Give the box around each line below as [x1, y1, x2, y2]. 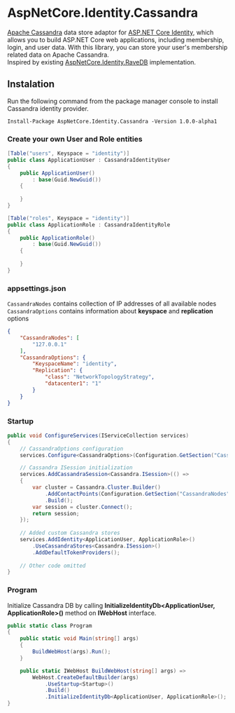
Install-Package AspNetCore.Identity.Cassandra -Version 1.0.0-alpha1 [7, 118, 218, 125]
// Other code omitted [20, 562, 86, 569]
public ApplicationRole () [20, 234, 96, 241]
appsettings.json [7, 283, 66, 293]
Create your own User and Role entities [7, 134, 143, 144]
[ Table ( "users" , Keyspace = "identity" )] [7, 150, 130, 157]
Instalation [7, 79, 55, 90]
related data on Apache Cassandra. [7, 50, 110, 59]
